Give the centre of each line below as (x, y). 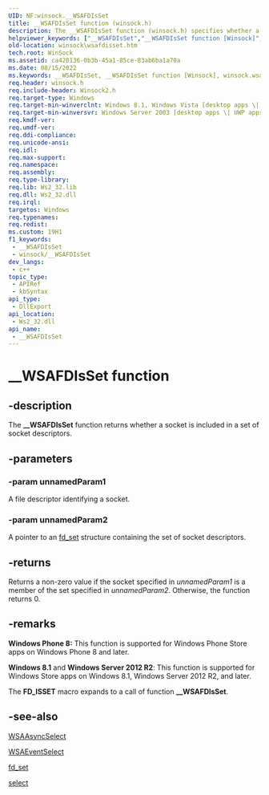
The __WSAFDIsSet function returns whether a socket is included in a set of (134, 425)
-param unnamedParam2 (58, 520)
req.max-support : (37, 157)
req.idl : (23, 150)
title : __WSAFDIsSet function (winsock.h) (80, 23)
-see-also (33, 717)
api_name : (25, 329)
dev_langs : (26, 262)
